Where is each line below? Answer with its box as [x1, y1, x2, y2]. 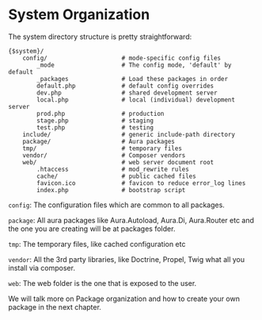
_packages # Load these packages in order [36, 75, 228, 83]
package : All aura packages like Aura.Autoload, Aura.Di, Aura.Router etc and [8, 215, 255, 225]
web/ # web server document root [22, 158, 215, 166]
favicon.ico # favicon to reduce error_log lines [36, 179, 246, 187]
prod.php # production [36, 110, 165, 118]
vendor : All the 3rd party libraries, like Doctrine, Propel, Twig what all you [8, 254, 245, 264]
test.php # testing [36, 123, 154, 132]
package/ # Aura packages [22, 137, 176, 145]
